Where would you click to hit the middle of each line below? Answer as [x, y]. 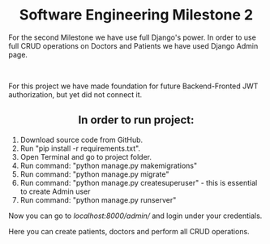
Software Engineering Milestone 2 [136, 15]
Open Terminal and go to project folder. [86, 156]
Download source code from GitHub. [81, 139]
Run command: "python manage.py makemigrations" [108, 165]
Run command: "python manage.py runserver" [98, 199]
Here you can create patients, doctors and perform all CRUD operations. [129, 231]
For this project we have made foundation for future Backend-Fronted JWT [133, 86]
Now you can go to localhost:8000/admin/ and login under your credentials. [135, 216]
